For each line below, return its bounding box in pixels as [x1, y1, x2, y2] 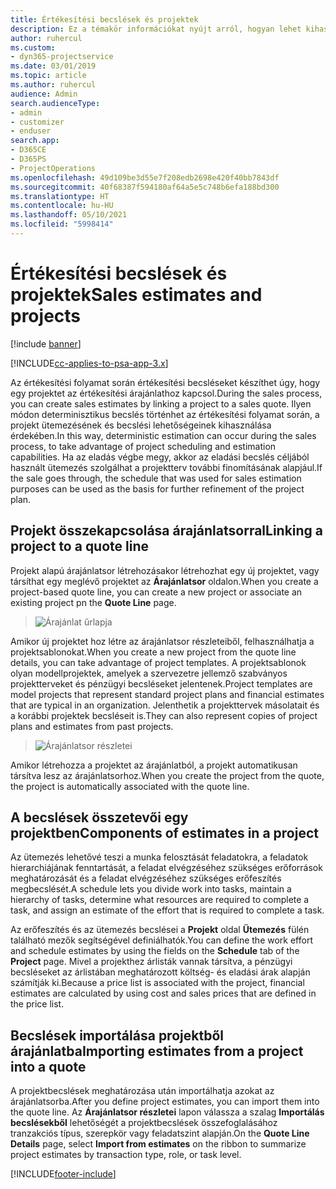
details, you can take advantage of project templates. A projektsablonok [10, 656, 307, 668]
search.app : [10, 136, 60, 146]
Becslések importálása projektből [10, 1027, 224, 1044]
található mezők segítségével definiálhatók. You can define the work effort [10, 934, 313, 946]
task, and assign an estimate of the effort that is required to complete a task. [10, 904, 325, 916]
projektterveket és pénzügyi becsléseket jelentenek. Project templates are [10, 677, 313, 690]
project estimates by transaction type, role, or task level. [10, 1149, 242, 1161]
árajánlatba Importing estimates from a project [10, 1042, 304, 1060]
